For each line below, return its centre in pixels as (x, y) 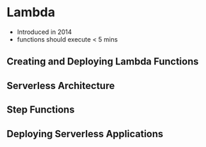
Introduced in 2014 (44, 32)
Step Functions (41, 110)
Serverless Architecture (61, 86)
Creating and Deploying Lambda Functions (103, 62)
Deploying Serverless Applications (85, 134)
